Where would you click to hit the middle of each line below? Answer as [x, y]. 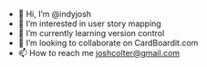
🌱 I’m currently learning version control [91, 33]
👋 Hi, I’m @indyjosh [55, 14]
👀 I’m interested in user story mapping [89, 24]
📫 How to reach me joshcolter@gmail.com [99, 53]
